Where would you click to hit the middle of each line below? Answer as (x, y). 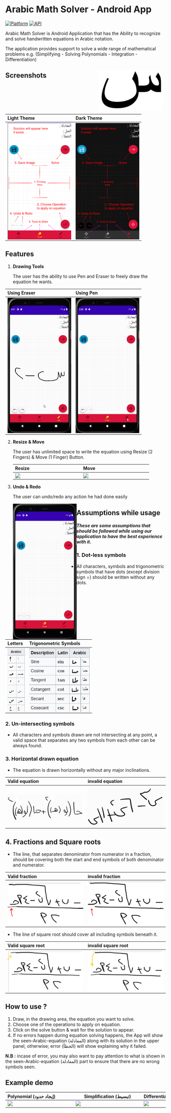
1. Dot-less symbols (101, 555)
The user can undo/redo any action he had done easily (70, 497)
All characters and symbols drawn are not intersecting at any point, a (85, 735)
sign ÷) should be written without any (115, 577)
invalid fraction (104, 876)
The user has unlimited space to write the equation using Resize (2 (82, 451)
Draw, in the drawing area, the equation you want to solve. (74, 1019)
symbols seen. (21, 1067)
